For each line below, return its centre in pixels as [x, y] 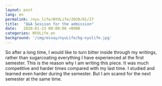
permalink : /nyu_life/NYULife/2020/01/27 [50, 19]
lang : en [14, 15]
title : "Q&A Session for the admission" [50, 24]
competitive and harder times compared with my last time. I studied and [80, 68]
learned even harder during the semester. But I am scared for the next [78, 73]
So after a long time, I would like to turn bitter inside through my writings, [81, 52]
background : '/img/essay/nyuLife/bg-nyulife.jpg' [59, 38]
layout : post [19, 10]
